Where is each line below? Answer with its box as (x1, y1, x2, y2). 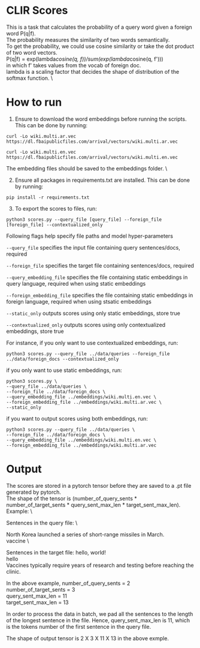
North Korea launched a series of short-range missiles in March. (6, 530, 165, 538)
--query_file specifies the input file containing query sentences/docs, (6, 244, 181, 251)
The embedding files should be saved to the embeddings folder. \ (6, 164, 168, 172)
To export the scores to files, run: (14, 205, 97, 212)
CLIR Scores (6, 4, 68, 17)
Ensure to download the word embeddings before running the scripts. (14, 115, 187, 122)
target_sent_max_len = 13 (6, 598, 69, 606)
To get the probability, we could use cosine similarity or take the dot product (6, 43, 195, 50)
